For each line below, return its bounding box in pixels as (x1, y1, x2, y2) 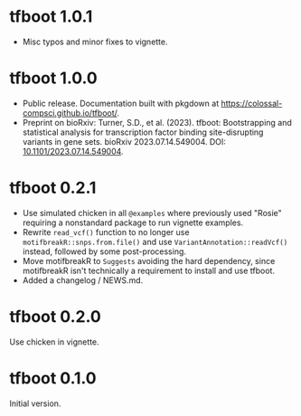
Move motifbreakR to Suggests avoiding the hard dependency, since (22, 255, 276, 266)
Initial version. (9, 398, 61, 409)
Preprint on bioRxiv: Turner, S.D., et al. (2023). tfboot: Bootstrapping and (22, 117, 292, 128)
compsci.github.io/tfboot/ (22, 107, 118, 118)
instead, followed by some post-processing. (22, 246, 187, 257)
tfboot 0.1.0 (9, 368, 97, 388)
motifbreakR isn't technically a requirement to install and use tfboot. (22, 265, 276, 276)
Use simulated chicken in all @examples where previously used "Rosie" (22, 207, 282, 218)
